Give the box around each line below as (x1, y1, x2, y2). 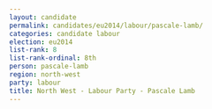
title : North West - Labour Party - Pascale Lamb (9, 86, 196, 95)
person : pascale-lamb (9, 62, 89, 71)
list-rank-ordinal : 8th (9, 54, 97, 62)
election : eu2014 (9, 37, 73, 47)
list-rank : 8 (9, 46, 57, 54)
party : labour (9, 78, 62, 87)
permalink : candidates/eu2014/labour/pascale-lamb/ (9, 21, 203, 30)
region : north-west (9, 70, 81, 79)
